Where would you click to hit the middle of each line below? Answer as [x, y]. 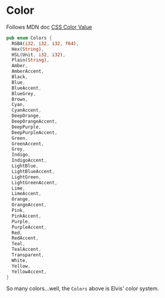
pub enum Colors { [29, 38]
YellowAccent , [29, 272]
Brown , [20, 99]
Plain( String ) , [31, 60]
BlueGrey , [24, 93]
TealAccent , [27, 250]
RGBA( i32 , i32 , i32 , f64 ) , [45, 43]
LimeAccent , [27, 194]
